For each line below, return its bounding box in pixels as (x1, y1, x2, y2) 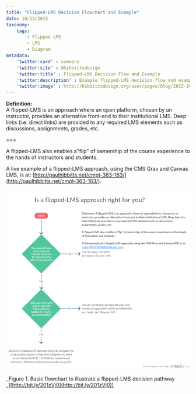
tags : (16, 28, 30, 34)
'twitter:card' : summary (16, 58, 80, 64)
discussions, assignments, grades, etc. (6, 125, 100, 132)
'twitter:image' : (16, 84, 61, 89)
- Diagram (27, 47, 51, 53)
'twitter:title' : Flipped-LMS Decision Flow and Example (16, 71, 160, 77)
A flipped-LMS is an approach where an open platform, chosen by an (6, 106, 172, 113)
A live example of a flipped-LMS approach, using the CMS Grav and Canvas (6, 165, 188, 172)
